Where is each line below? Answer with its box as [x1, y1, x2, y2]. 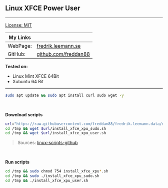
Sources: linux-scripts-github [17, 140, 78, 146]
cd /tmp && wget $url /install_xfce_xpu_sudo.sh [5, 126, 106, 131]
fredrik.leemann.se [36, 42, 81, 49]
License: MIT [5, 22, 32, 28]
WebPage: [7, 42, 32, 49]
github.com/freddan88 [36, 50, 90, 57]
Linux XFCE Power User [5, 4, 80, 13]
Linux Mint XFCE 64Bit [12, 73, 59, 79]
